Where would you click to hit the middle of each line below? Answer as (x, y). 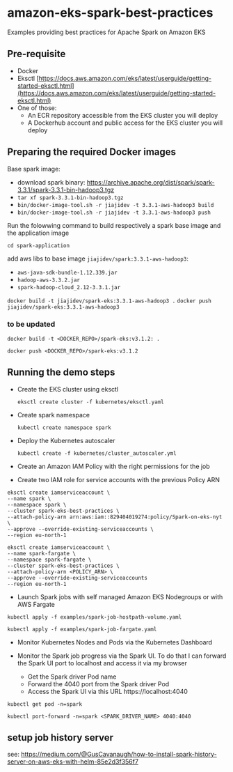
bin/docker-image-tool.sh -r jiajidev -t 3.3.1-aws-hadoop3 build (115, 205)
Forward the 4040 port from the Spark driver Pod (98, 684)
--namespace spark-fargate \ (49, 559)
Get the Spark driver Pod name (72, 677)
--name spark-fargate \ (42, 553)
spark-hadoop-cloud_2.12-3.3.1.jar (69, 287)
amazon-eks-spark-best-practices (110, 13)
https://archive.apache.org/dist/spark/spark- (151, 182)
